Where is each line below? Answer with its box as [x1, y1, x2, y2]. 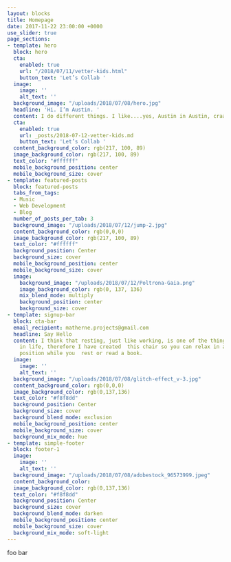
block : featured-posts [13, 183, 78, 190]
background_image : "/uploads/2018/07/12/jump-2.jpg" [13, 221, 168, 228]
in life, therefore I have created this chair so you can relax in [19, 343, 220, 350]
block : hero [13, 49, 48, 56]
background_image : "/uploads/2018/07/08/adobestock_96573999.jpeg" [13, 472, 211, 479]
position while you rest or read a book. [19, 350, 143, 357]
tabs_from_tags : [13, 190, 60, 197]
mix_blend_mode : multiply [19, 292, 94, 299]
